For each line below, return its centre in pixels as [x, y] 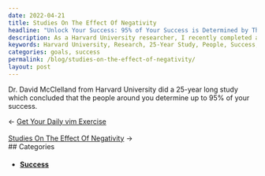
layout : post [30, 67]
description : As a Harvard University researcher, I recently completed [130, 37]
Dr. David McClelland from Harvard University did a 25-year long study [123, 89]
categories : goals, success [54, 52]
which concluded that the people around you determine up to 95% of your [129, 97]
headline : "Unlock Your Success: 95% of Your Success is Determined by [128, 30]
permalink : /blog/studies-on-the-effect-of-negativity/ [102, 60]
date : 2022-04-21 [37, 15]
